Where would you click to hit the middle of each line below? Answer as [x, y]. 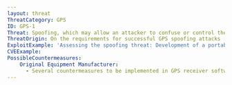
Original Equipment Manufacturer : [69, 64]
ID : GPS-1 [21, 26]
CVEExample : [24, 52]
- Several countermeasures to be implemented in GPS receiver [117, 71]
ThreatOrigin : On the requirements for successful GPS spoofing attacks [114, 39]
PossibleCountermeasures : [44, 58]
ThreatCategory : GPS [37, 20]
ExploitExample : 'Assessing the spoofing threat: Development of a [106, 45]
